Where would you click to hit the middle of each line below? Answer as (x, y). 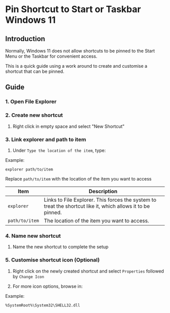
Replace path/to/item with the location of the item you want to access (78, 178)
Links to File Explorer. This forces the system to (100, 200)
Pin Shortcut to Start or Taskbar (73, 9)
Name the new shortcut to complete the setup (60, 247)
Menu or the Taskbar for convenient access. (51, 56)
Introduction (25, 39)
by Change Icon (28, 276)
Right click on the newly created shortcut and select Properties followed (88, 271)
